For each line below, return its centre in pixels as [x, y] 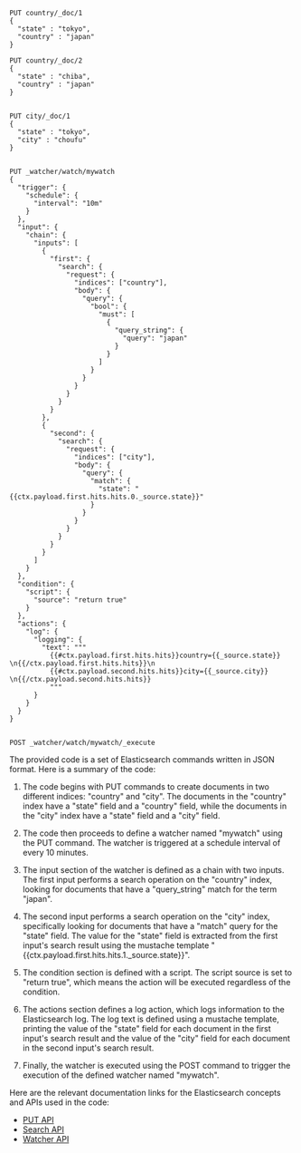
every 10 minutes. [55, 853]
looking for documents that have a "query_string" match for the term [150, 889]
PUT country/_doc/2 [46, 61]
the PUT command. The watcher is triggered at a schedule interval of [151, 843]
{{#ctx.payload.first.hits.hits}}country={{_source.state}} [165, 655]
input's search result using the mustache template [116, 945]
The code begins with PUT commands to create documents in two [146, 787]
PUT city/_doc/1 [40, 116]
